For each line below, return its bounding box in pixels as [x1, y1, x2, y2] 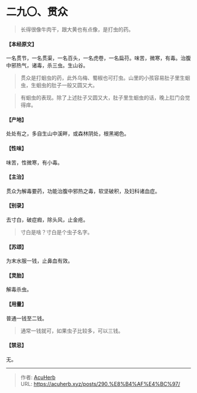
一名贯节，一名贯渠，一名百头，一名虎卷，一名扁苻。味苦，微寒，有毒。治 [6, 55, 186, 62]
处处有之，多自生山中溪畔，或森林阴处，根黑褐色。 [6, 130, 130, 137]
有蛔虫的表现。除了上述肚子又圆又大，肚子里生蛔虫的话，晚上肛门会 [20, 94, 185, 101]
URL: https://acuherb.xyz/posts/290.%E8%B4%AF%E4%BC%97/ [20, 380, 181, 387]
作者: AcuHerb [20, 374, 56, 381]
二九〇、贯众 [6, 5, 69, 19]
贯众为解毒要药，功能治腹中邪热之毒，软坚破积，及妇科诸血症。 [6, 187, 160, 194]
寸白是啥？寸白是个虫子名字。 [20, 228, 93, 235]
